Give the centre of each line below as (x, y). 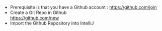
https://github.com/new (34, 18)
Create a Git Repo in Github (38, 12)
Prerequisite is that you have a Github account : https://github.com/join (83, 7)
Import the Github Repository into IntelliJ (52, 23)
